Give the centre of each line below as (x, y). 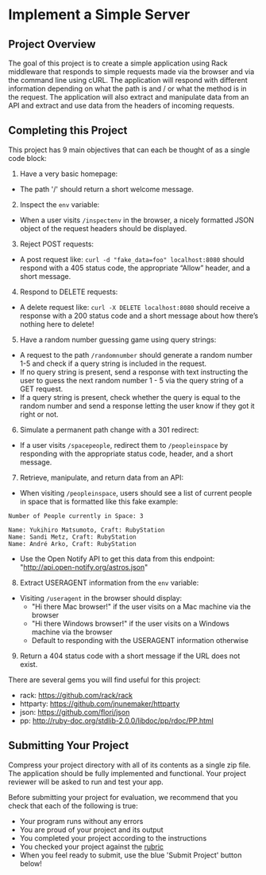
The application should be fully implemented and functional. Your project (127, 773)
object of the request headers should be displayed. (103, 228)
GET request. (41, 389)
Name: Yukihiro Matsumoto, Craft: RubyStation (87, 530)
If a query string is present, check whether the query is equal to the (130, 397)
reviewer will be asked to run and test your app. (86, 782)
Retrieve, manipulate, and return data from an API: (102, 477)
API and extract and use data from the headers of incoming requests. (121, 106)
